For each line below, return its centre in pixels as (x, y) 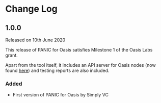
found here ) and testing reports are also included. (57, 70)
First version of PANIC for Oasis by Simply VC (60, 95)
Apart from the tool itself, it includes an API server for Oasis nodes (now (81, 65)
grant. (11, 55)
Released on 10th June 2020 (35, 40)
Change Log (31, 9)
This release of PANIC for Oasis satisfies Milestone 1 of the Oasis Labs (79, 50)
